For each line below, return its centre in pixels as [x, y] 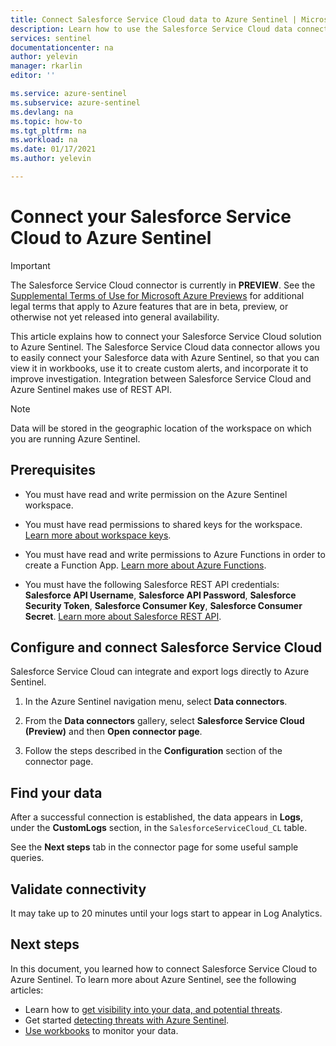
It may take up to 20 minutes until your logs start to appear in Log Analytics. [166, 913]
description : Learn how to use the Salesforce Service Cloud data [151, 29]
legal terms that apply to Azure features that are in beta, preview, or [149, 306]
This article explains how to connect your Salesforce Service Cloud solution [166, 336]
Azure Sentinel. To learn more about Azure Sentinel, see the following [153, 979]
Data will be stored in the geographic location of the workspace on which [161, 428]
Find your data [56, 792]
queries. [27, 858]
